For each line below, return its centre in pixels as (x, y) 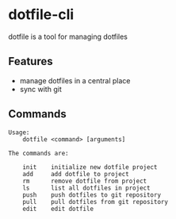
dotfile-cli (41, 15)
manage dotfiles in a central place (75, 80)
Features (31, 61)
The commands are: (38, 153)
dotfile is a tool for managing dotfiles (68, 36)
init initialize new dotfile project (90, 167)
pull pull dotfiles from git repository (96, 202)
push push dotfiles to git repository (92, 195)
